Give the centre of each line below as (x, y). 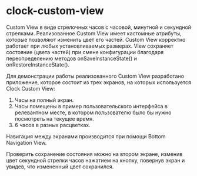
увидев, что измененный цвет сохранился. (60, 167)
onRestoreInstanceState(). (38, 64)
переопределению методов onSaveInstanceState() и (71, 58)
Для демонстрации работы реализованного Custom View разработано (95, 76)
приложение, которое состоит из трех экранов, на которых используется (98, 82)
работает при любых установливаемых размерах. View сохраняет (90, 46)
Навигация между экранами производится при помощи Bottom (86, 136)
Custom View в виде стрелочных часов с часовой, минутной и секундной (99, 27)
